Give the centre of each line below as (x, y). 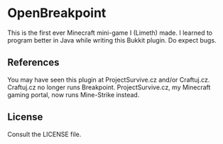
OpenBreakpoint (57, 13)
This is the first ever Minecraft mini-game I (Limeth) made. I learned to (110, 33)
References (33, 63)
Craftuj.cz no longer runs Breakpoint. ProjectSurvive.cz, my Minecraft (109, 87)
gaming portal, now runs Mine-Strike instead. (74, 94)
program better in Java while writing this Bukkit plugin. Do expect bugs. (112, 40)
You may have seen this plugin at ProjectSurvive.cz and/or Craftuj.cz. (109, 79)
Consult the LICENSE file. (44, 134)
